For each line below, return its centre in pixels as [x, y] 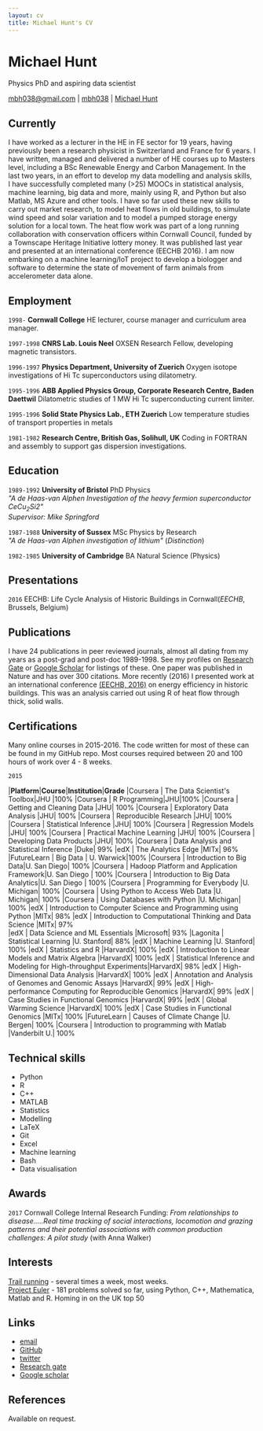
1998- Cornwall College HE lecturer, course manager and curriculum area [127, 320]
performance [29, 991]
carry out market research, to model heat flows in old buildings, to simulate [130, 209]
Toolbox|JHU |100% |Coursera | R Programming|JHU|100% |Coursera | [123, 799]
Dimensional [28, 975]
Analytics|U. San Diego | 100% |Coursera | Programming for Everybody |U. [129, 883]
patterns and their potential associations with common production [115, 1229]
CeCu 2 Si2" [26, 507]
